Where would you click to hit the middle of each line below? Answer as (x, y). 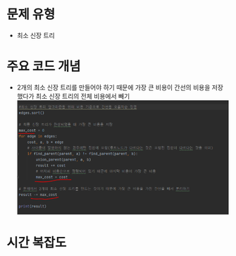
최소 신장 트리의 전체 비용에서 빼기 (83, 96)
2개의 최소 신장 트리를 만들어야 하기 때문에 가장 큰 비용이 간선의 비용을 (113, 87)
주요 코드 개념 (44, 67)
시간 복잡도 (37, 243)
